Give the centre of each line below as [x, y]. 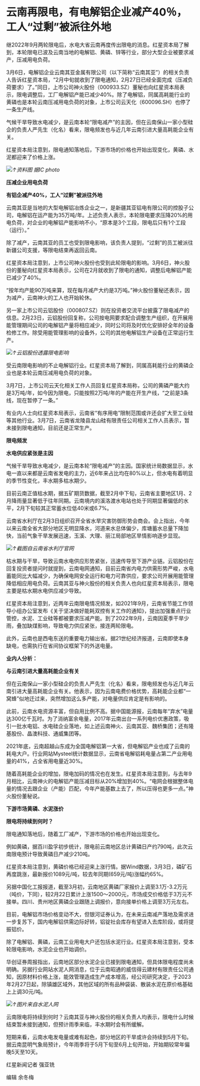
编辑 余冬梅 [20, 1077]
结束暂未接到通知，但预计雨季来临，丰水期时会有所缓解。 [76, 1024]
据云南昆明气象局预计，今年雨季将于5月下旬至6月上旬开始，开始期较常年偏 [98, 1044]
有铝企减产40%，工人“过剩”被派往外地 [54, 195]
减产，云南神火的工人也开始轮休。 [53, 298]
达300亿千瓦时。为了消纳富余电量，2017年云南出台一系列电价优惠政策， [95, 718]
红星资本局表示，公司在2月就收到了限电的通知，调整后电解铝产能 [112, 270]
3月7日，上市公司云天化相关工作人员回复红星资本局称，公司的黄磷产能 [93, 385]
